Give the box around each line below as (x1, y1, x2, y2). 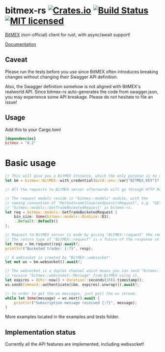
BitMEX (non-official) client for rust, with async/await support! (5, 32, 131, 37)
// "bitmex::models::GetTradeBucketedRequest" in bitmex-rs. (5, 205, 133, 210)
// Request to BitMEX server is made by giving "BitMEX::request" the (5, 232, 153, 237)
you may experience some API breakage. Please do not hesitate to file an (5, 94, 153, 100)
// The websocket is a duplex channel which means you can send (5, 269, 139, 274)
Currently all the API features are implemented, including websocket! (5, 341, 144, 347)
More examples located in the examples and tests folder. (5, 314, 119, 320)
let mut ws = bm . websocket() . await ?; (5, 259, 82, 265)
